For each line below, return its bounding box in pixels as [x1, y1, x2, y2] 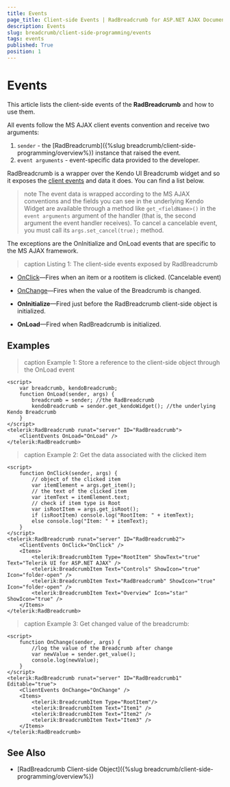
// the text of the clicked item [31, 487, 127, 495]
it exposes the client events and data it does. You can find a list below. [7, 176, 205, 185]
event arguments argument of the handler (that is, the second [23, 211, 196, 220]
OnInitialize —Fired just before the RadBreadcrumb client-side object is [16, 299, 218, 308]
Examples [7, 340, 50, 352]
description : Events [7, 23, 66, 29]
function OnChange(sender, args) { [19, 638, 121, 645]
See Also [7, 747, 46, 759]
